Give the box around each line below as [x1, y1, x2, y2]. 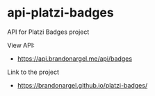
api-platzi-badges [7, 5, 114, 21]
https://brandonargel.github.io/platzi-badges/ [17, 81, 148, 89]
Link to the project [7, 68, 60, 76]
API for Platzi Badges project [7, 28, 90, 36]
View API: [7, 41, 35, 49]
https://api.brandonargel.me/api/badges [17, 54, 133, 63]
